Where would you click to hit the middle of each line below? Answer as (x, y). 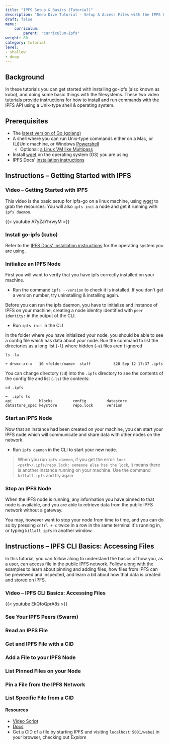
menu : (11, 24)
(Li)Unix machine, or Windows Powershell (56, 144)
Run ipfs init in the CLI (38, 326)
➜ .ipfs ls (18, 397)
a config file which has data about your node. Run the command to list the (82, 341)
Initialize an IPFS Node (33, 264)
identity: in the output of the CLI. (40, 316)
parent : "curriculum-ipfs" (52, 33)
